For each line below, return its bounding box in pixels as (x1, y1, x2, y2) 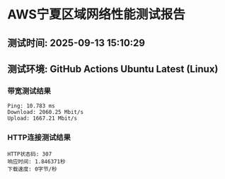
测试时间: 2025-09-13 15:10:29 (7, 37, 145, 49)
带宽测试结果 (7, 86, 52, 96)
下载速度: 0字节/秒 (7, 166, 57, 173)
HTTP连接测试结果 (7, 132, 71, 142)
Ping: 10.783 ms (7, 103, 55, 110)
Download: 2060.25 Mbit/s (7, 109, 83, 116)
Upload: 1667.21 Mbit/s (7, 115, 78, 122)
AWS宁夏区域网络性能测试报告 (7, 6, 186, 23)
